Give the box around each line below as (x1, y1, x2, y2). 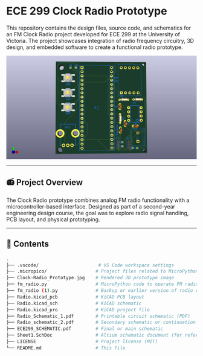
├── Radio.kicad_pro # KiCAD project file (6, 306, 150, 312)
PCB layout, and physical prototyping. (6, 216, 100, 223)
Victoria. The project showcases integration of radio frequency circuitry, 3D (6, 37, 195, 44)
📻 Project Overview (6, 177, 83, 188)
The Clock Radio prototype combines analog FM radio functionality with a (6, 196, 190, 204)
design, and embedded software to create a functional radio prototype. (6, 44, 183, 51)
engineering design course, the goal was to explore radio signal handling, (6, 209, 189, 216)
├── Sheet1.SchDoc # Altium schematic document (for (6, 332, 182, 338)
